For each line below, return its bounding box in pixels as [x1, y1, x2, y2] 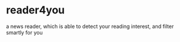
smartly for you [6, 29, 43, 36]
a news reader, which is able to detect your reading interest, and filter [6, 23, 174, 30]
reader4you [6, 3, 65, 17]
